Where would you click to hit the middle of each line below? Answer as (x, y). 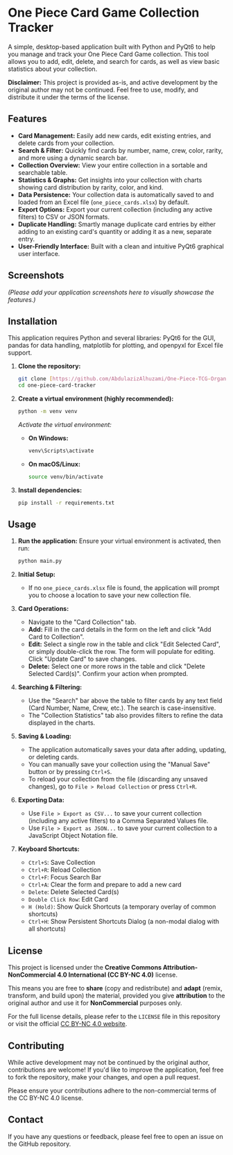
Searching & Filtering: (50, 687)
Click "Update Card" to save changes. (83, 659)
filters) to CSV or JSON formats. (64, 217)
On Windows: (48, 438)
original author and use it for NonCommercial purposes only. (95, 1003)
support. (20, 353)
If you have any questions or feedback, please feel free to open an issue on (116, 1136)
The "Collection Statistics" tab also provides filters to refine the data (126, 716)
